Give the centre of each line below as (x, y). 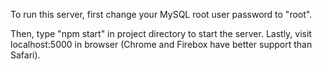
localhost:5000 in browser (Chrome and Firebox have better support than (161, 44)
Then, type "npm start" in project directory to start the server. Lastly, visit (161, 33)
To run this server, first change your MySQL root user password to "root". (161, 14)
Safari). (25, 55)
